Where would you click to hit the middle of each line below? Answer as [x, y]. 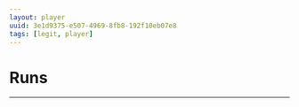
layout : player [37, 17]
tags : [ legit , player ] [51, 34]
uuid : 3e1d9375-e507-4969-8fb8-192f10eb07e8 [93, 26]
